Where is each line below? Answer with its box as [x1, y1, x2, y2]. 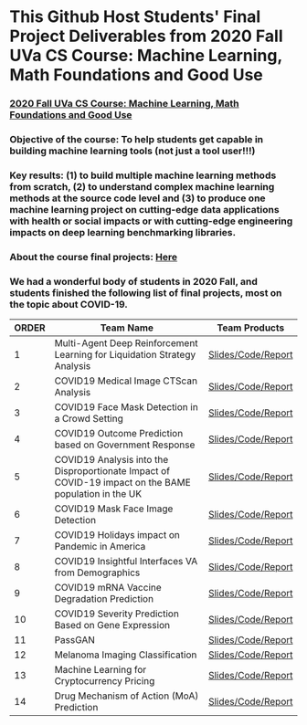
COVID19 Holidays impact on [54, 529, 180, 541]
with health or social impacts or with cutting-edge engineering [9, 215, 293, 227]
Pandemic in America [54, 541, 146, 553]
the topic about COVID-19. [9, 298, 128, 310]
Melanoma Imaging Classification [54, 648, 197, 661]
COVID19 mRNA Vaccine [54, 582, 162, 594]
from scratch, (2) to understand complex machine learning [9, 180, 275, 193]
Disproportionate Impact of [54, 465, 171, 478]
